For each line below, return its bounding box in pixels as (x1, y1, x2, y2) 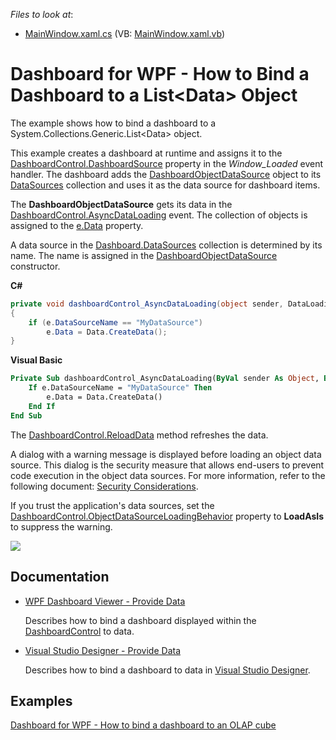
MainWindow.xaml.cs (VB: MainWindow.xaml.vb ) (24, 28, 226, 39)
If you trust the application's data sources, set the (10, 499, 215, 511)
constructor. (10, 260, 61, 272)
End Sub (10, 410, 43, 421)
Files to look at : (10, 9, 74, 20)
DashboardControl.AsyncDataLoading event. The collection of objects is (10, 209, 308, 221)
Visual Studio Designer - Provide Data (24, 644, 181, 656)
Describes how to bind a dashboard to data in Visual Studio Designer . (24, 664, 311, 676)
